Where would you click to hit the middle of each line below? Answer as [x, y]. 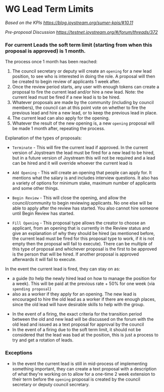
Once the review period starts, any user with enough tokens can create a [86, 87]
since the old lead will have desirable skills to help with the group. [78, 305]
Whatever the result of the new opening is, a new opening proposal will [83, 123]
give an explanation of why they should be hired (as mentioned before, [83, 234]
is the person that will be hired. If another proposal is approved [75, 254]
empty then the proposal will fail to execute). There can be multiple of [82, 244]
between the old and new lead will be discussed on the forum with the [83, 319]
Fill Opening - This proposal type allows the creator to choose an [79, 223]
